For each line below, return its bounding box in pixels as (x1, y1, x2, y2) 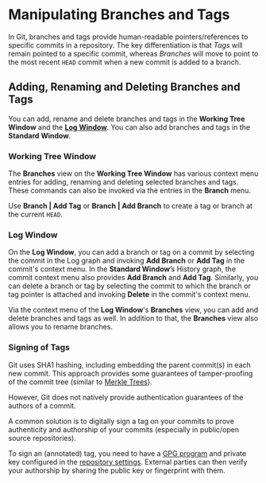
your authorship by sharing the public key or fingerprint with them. (8, 465, 226, 475)
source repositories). (8, 433, 77, 442)
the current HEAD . (8, 209, 64, 220)
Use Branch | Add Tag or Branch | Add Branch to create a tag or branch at (8, 201, 253, 211)
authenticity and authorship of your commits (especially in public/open (8, 424, 240, 434)
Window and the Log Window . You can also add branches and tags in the (8, 122, 251, 132)
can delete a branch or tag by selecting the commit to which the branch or (8, 281, 252, 291)
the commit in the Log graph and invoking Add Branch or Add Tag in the (8, 256, 245, 266)
